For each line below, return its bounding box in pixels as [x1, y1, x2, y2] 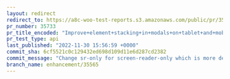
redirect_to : [6, 16, 44, 23]
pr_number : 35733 [6, 23, 56, 30]
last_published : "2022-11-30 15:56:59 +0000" [6, 42, 139, 49]
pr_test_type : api [6, 36, 59, 43]
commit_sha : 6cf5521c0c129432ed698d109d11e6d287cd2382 [6, 49, 167, 56]
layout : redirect [6, 10, 56, 17]
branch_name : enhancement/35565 [6, 61, 99, 68]
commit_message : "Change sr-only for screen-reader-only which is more [6, 55, 216, 62]
